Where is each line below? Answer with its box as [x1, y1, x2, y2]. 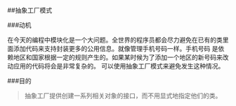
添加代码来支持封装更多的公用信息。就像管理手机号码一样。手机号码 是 [13, 45, 218, 52]
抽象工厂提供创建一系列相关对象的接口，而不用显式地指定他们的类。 [24, 91, 222, 100]
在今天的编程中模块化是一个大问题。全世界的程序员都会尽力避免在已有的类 [7, 36, 223, 44]
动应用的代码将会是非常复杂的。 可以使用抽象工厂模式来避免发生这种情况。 [7, 62, 225, 70]
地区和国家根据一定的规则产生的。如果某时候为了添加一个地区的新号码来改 [13, 53, 229, 61]
